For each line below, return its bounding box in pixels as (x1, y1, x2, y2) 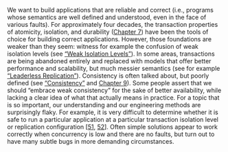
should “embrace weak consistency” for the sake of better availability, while (7, 86, 222, 94)
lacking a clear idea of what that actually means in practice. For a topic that (7, 94, 220, 102)
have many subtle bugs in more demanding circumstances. (7, 138, 174, 145)
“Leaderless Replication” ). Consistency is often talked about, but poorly (7, 72, 209, 80)
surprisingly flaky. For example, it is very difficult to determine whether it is (7, 108, 218, 116)
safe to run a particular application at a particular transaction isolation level (7, 116, 218, 123)
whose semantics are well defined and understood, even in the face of (7, 13, 207, 21)
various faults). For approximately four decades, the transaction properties (7, 21, 218, 28)
